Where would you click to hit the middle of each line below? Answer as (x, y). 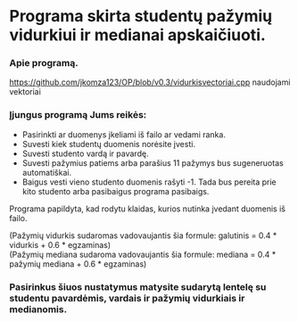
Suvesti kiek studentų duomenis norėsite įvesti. (109, 144)
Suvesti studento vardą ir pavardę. (85, 153)
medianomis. (38, 309)
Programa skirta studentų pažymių (141, 17)
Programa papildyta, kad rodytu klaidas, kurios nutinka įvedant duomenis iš (147, 209)
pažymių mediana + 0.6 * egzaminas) (78, 264)
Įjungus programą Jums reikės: (78, 115)
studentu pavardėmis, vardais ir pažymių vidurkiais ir (127, 298)
